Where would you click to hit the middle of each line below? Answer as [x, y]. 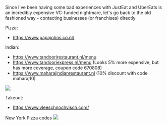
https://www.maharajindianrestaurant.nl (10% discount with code [80, 73]
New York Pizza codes [29, 118]
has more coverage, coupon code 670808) [57, 68]
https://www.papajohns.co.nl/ [43, 38]
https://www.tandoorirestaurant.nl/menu [54, 57]
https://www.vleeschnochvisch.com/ [51, 107]
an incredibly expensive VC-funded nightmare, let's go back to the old [78, 13]
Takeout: [14, 98]
